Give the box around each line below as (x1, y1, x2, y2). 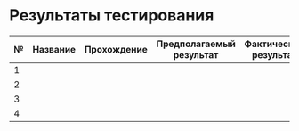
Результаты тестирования (9, 5, 214, 26)
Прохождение (84, 43, 149, 55)
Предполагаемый (156, 37, 236, 50)
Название (32, 43, 77, 55)
